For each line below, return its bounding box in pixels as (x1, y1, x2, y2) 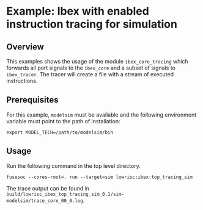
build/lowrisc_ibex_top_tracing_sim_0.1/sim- (6, 191, 124, 197)
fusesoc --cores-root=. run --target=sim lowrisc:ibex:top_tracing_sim (6, 174, 193, 180)
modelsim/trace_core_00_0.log (6, 197, 84, 204)
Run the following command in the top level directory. (6, 162, 141, 169)
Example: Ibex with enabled (6, 4, 150, 18)
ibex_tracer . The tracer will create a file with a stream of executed (6, 71, 174, 78)
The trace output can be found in (6, 184, 90, 192)
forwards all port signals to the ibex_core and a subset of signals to (6, 64, 176, 71)
